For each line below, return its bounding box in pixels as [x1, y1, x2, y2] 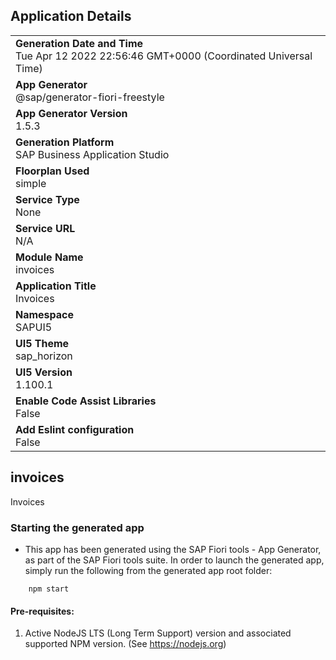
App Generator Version [15, 106, 128, 120]
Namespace [15, 307, 75, 321]
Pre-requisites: [10, 605, 75, 617]
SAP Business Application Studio [15, 147, 170, 161]
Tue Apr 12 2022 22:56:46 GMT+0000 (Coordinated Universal [15, 49, 313, 63]
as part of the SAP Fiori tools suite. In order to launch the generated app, [24, 554, 325, 566]
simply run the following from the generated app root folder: [24, 564, 273, 576]
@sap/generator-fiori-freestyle [15, 90, 165, 104]
